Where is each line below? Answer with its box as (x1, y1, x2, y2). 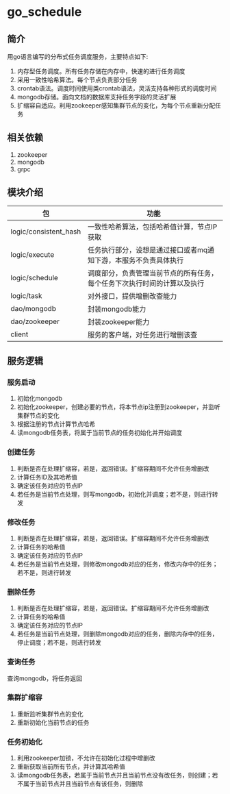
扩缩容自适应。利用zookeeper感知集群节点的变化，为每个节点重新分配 (16, 101, 216, 110)
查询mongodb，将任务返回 (7, 674, 83, 682)
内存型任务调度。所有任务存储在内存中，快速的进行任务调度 (16, 67, 186, 75)
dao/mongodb (10, 303, 57, 313)
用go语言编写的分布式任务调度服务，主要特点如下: (7, 53, 149, 60)
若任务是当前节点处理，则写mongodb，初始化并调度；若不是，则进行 (16, 490, 212, 498)
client (10, 330, 29, 339)
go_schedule (7, 4, 82, 20)
